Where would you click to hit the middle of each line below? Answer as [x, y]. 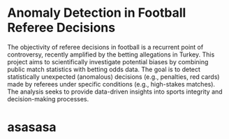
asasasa [32, 127]
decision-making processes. [48, 98]
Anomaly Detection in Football [97, 13]
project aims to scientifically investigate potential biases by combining [108, 61]
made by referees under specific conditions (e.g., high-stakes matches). [111, 84]
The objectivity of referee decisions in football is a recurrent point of [105, 47]
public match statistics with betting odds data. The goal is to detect [104, 69]
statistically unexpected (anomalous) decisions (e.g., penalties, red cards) [113, 76]
